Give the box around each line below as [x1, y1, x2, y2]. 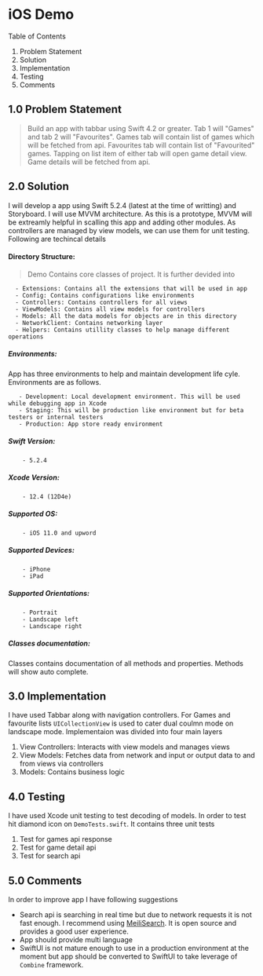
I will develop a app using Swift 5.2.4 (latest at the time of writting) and [8, 200, 237, 210]
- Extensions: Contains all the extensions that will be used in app [15, 284, 247, 292]
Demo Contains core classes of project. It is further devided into [27, 269, 236, 279]
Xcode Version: [8, 473, 60, 482]
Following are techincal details [8, 234, 106, 243]
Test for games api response [19, 835, 112, 844]
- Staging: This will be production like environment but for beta [18, 406, 244, 414]
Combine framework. [19, 960, 84, 969]
